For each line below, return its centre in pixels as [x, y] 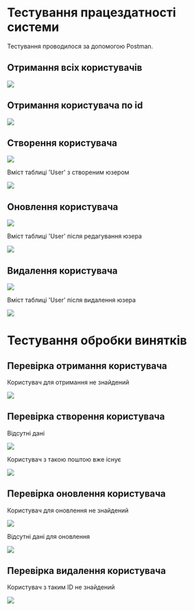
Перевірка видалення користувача [87, 571]
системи [33, 27]
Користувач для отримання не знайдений [68, 382]
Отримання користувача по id [75, 105]
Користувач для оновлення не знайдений [68, 510]
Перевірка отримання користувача [87, 366]
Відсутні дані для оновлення [49, 536]
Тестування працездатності [92, 13]
